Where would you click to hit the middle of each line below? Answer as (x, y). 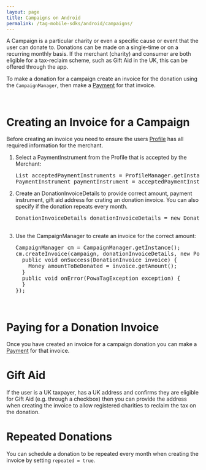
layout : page (23, 12)
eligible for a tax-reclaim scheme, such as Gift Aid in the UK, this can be (97, 60)
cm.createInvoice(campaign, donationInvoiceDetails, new (102, 254)
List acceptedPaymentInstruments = (69, 176)
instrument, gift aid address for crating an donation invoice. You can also (107, 200)
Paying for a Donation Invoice (83, 327)
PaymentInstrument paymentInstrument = (75, 182)
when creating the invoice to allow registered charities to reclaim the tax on (101, 406)
